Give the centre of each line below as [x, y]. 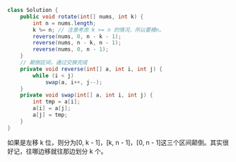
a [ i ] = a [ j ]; [52, 108]
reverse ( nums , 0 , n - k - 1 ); [77, 36]
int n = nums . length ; [65, 23]
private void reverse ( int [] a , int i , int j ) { [92, 69]
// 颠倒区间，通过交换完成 [54, 63]
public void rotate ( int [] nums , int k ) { [82, 17]
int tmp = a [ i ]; [57, 102]
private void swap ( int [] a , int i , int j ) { [87, 95]
